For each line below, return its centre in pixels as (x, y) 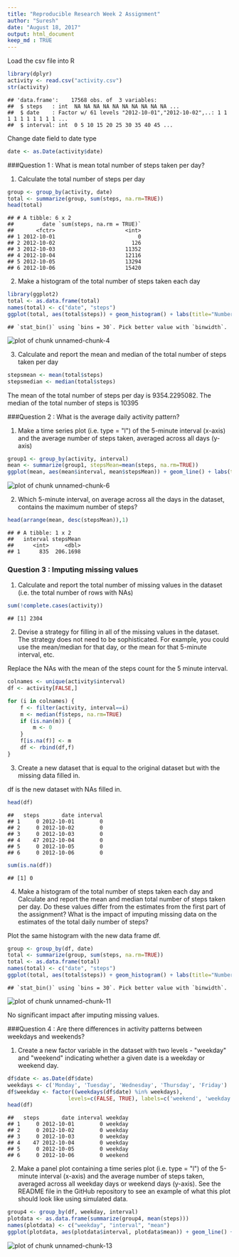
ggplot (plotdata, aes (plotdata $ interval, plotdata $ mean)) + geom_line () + (121, 1232)
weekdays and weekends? (46, 1036)
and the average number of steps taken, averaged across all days (113, 438)
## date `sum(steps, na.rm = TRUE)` (74, 224)
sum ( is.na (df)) (30, 865)
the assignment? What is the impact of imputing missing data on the (117, 914)
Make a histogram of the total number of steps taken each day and (115, 891)
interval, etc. (36, 655)
